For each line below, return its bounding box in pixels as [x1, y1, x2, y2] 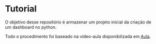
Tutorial [5, 3, 37, 14]
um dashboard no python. [5, 24, 57, 30]
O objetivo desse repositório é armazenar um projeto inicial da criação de [5, 19, 152, 25]
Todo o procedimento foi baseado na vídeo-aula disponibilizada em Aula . [5, 33, 151, 39]
